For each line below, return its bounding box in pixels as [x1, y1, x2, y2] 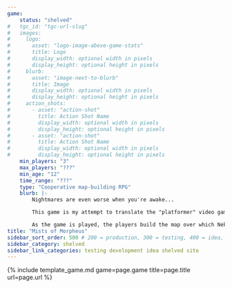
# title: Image [7, 81, 70, 88]
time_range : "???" [19, 177, 72, 184]
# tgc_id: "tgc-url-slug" [7, 23, 88, 30]
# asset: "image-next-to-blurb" [7, 74, 119, 81]
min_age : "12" [19, 171, 60, 177]
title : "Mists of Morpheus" [7, 227, 88, 235]
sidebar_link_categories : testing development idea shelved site [7, 247, 199, 254]
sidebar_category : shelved [7, 240, 85, 247]
